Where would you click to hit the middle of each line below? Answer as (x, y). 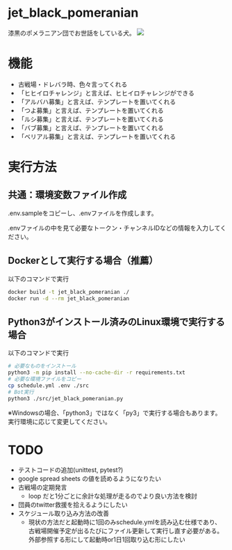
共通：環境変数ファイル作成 (67, 195)
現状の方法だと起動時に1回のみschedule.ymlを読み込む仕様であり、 (125, 522)
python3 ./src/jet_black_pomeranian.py (66, 398)
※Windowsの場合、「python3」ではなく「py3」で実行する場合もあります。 (115, 413)
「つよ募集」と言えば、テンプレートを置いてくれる (91, 110)
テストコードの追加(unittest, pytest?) (71, 470)
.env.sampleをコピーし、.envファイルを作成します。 (83, 213)
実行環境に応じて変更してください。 (60, 421)
